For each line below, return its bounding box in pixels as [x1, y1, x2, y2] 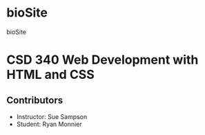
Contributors [6, 94, 64, 106]
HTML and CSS [6, 67, 95, 82]
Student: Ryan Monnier [16, 120, 82, 128]
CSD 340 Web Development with [6, 52, 199, 68]
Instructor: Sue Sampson [16, 112, 88, 120]
